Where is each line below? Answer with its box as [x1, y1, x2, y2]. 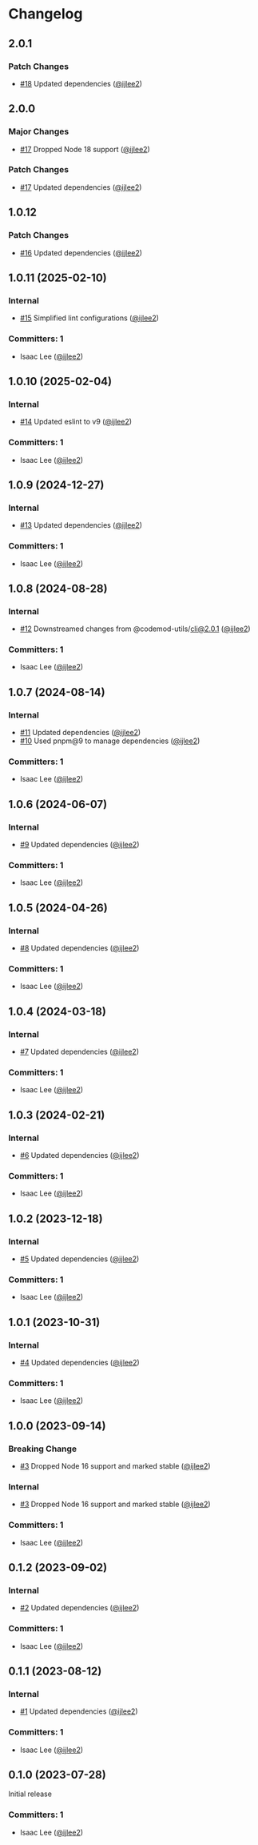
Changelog [8, 5, 83, 23]
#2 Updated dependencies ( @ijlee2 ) [19, 1603, 140, 1613]
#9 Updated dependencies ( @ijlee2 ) [19, 840, 140, 850]
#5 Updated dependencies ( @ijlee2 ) [19, 1254, 140, 1264]
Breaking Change [8, 1443, 77, 1454]
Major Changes [8, 126, 69, 137]
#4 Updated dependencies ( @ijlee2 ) [19, 1358, 140, 1368]
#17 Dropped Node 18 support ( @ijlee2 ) [19, 144, 150, 154]
